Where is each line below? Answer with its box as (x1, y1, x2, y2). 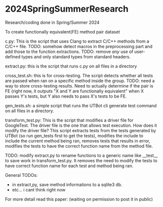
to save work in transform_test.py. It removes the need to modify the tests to (5, 157, 158, 163)
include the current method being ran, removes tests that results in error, (5, 138, 150, 144)
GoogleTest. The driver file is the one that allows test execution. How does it (5, 122, 157, 128)
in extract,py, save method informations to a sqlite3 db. (12, 181, 123, 188)
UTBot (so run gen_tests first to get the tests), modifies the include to (5, 133, 144, 138)
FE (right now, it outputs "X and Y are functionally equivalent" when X (5, 88, 144, 94)
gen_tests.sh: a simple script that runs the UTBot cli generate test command (5, 103, 157, 108)
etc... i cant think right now (12, 187, 65, 192)
